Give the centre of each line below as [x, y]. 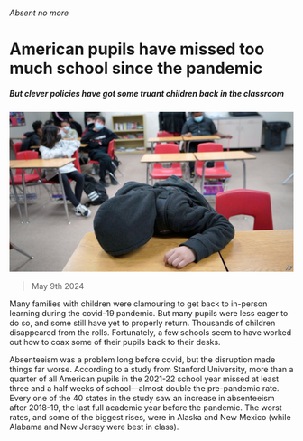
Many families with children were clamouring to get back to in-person [138, 304]
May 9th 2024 [58, 286]
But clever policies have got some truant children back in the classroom [147, 94]
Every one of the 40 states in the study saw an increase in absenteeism [142, 399]
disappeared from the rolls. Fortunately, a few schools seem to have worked [151, 333]
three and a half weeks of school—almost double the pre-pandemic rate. [144, 389]
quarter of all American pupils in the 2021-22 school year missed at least [144, 379]
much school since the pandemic [136, 68]
